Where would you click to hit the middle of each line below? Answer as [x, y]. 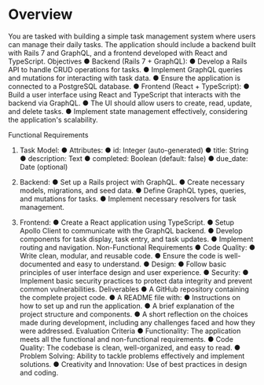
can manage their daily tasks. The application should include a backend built [132, 44]
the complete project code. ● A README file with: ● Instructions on [130, 297]
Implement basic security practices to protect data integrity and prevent [136, 280]
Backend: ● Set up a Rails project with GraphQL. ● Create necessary [132, 181]
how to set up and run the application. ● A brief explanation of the [127, 306]
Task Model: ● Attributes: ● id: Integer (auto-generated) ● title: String [134, 150]
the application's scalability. [53, 119]
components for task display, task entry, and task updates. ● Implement [136, 239]
